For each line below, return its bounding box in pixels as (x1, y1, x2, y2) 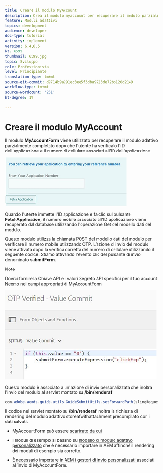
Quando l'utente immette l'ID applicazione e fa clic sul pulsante (5, 211, 131, 217)
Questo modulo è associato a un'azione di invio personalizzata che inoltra (5, 384, 153, 390)
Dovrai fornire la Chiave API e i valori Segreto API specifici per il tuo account (5, 276, 157, 282)
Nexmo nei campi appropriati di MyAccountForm (5, 281, 102, 287)
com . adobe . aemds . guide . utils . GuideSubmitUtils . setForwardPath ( (5, 400, 136, 405)
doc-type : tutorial (5, 34, 45, 38)
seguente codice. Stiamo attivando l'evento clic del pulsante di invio (5, 252, 141, 257)
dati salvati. (5, 419, 28, 424)
